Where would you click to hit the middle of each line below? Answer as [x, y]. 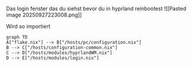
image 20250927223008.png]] [44, 15]
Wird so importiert [28, 26]
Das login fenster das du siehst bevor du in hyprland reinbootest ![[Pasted [96, 9]
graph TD [17, 37]
